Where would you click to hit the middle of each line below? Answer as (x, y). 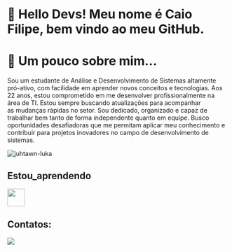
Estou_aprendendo (49, 175)
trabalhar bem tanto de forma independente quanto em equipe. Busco (108, 118)
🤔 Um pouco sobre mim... (82, 61)
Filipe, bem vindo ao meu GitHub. (106, 29)
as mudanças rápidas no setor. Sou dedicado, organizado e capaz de (108, 111)
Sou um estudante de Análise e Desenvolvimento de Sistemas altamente (112, 80)
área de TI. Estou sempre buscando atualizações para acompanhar (104, 103)
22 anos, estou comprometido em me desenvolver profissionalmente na (111, 96)
